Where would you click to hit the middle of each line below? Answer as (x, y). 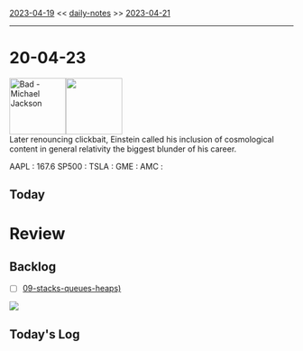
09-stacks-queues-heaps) (72, 289)
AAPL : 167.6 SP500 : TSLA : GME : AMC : (87, 166)
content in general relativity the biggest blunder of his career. (123, 149)
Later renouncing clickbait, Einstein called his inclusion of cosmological (142, 139)
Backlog (33, 267)
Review (37, 233)
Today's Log (45, 334)
